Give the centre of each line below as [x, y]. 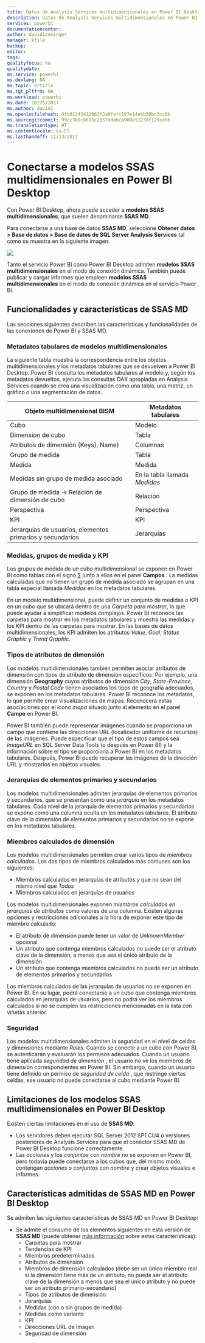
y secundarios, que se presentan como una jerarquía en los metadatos [96, 799]
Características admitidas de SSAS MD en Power [101, 1194]
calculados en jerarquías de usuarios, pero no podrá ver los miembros [95, 999]
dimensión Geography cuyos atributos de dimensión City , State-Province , [100, 681]
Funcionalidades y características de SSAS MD [98, 310]
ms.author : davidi [30, 108]
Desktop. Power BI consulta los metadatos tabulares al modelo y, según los [101, 372]
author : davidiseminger [37, 35]
